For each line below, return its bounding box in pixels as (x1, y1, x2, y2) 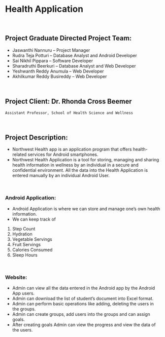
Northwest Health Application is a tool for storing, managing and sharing (12, 157, 159, 163)
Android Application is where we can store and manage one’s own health (12, 206, 161, 212)
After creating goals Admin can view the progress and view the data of (12, 322, 156, 328)
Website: (5, 274, 27, 281)
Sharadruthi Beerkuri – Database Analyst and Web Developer (12, 63, 136, 69)
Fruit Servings (12, 241, 41, 247)
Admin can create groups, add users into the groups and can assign (12, 311, 150, 317)
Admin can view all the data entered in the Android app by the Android (12, 285, 155, 291)
